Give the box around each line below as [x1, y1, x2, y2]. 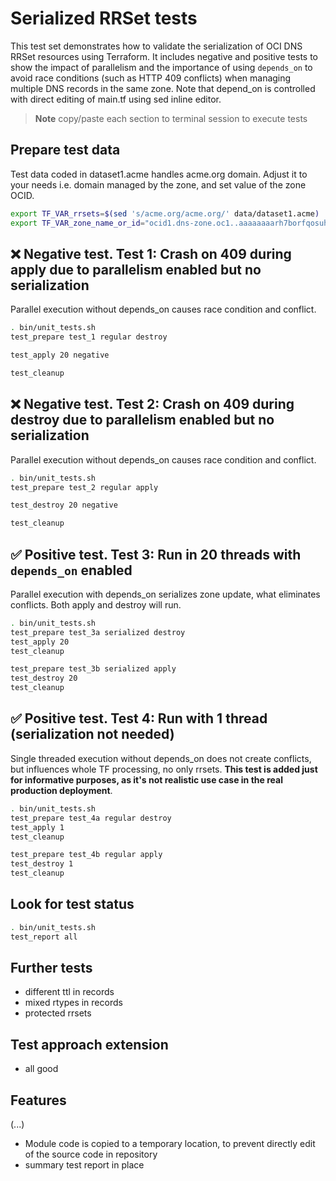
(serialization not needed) [10, 726, 175, 743]
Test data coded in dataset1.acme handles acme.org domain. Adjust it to [10, 168, 308, 180]
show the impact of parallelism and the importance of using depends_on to [10, 61, 313, 73]
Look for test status [10, 896, 135, 913]
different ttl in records [24, 986, 115, 998]
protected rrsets [24, 1007, 92, 1019]
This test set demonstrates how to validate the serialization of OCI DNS [10, 40, 303, 52]
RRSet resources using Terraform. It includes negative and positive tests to [10, 50, 319, 62]
